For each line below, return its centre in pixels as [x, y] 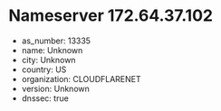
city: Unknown [48, 60]
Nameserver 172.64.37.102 [111, 16]
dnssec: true [45, 98]
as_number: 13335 [56, 41]
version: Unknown [55, 88]
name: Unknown [52, 50]
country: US [44, 69]
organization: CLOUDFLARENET [81, 79]
